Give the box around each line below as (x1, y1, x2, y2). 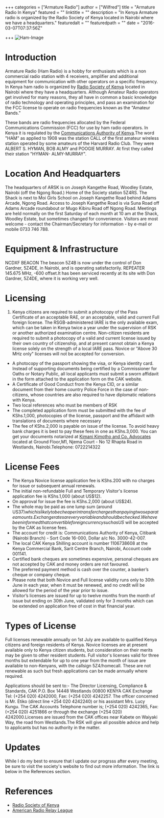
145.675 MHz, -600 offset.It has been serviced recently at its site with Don (5, 270, 155, 276)
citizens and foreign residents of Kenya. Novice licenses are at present (5, 642, 148, 648)
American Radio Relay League (12, 807, 73, 813)
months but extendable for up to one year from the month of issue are (5, 657, 146, 663)
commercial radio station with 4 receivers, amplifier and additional (5, 73, 139, 79)
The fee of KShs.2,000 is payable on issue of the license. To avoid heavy (12, 423, 160, 429)
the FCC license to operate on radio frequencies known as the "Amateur (5, 104, 150, 110)
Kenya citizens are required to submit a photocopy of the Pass (12, 309, 138, 315)
